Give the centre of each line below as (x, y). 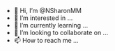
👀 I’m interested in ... (43, 18)
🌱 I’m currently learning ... (51, 25)
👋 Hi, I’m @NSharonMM (48, 11)
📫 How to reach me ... (46, 40)
